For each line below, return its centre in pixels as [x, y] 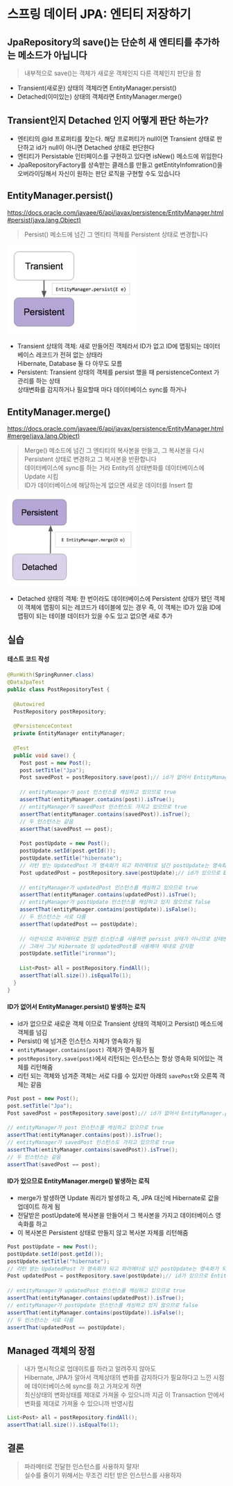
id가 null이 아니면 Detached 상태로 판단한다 [95, 147]
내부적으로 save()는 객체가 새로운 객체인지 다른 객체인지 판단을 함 [113, 73]
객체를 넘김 [32, 1032]
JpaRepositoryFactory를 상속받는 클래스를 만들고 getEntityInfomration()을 [120, 165]
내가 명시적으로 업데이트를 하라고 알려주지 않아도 [90, 1369]
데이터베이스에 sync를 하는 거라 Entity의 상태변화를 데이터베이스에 [114, 468]
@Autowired [29, 704]
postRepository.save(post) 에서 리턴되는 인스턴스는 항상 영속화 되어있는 [116, 1058]
